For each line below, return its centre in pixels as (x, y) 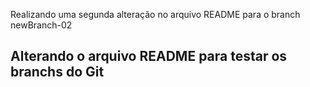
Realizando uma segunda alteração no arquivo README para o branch (155, 14)
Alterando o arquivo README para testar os (149, 56)
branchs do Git (57, 72)
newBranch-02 (41, 25)
